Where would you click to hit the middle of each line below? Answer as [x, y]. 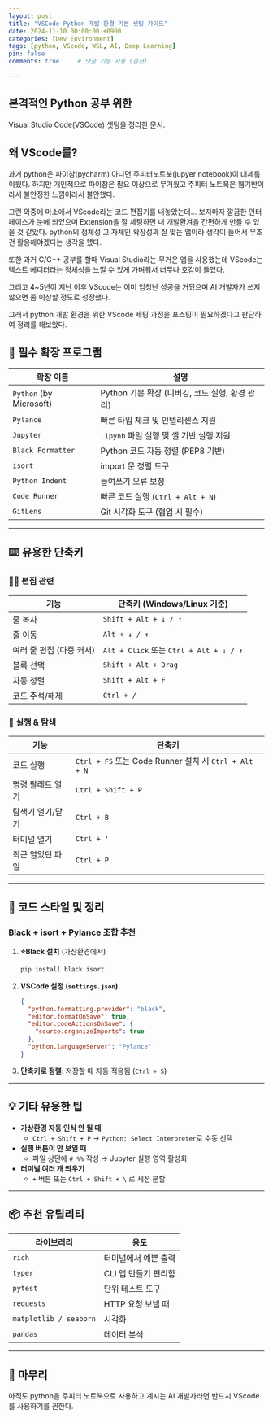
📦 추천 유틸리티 [46, 1214]
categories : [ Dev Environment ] [61, 39]
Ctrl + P [93, 860]
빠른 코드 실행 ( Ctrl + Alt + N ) [158, 497]
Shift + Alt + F [134, 680]
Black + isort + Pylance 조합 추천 [72, 932]
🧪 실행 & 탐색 [32, 722]
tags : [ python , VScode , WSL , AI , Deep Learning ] [92, 46]
